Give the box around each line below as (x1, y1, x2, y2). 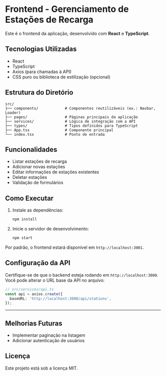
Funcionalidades (5, 145, 58, 153)
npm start (12, 235, 33, 240)
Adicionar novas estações (12, 164, 65, 170)
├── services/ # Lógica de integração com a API (5, 119, 136, 124)
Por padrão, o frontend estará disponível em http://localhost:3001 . (5, 244, 144, 250)
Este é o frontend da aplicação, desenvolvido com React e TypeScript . (5, 30, 150, 36)
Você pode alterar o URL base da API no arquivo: (5, 277, 105, 283)
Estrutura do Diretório (5, 88, 74, 97)
